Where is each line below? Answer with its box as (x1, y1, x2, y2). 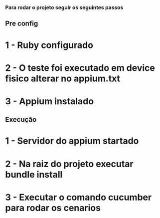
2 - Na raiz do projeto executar (5, 158, 134, 170)
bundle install (5, 169, 63, 180)
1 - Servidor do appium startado (5, 135, 139, 147)
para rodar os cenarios (5, 202, 101, 214)
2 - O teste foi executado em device (5, 62, 156, 73)
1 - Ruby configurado (5, 39, 94, 51)
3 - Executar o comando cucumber (5, 192, 152, 203)
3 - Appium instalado (5, 95, 94, 107)
